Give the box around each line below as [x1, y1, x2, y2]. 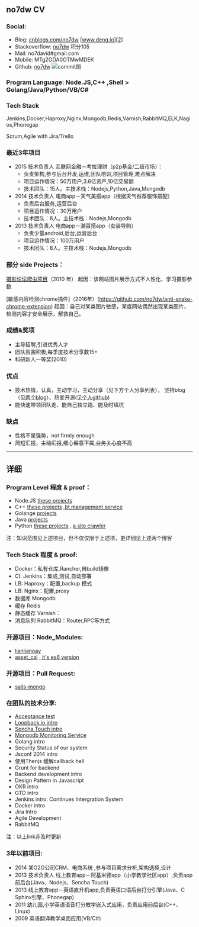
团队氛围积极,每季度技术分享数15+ [14, 348, 98, 355]
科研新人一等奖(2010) [14, 355, 67, 363]
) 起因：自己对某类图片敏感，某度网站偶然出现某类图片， [50, 302, 190, 310]
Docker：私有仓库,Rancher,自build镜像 [14, 565, 110, 572]
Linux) [14, 907, 31, 915]
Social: [6, 22, 27, 31]
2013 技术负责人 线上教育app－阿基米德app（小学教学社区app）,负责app [14, 871, 193, 878]
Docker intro [14, 802, 46, 809]
